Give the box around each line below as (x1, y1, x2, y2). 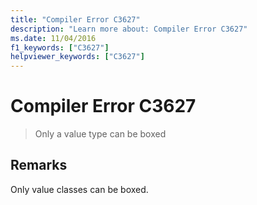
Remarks (10, 157, 68, 174)
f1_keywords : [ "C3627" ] (10, 42, 110, 53)
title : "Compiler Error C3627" (10, 14, 141, 25)
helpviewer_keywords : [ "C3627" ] (10, 52, 145, 62)
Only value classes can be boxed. (10, 183, 149, 195)
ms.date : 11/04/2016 (10, 33, 97, 43)
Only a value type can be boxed (34, 128, 167, 140)
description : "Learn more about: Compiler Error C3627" (10, 24, 248, 34)
